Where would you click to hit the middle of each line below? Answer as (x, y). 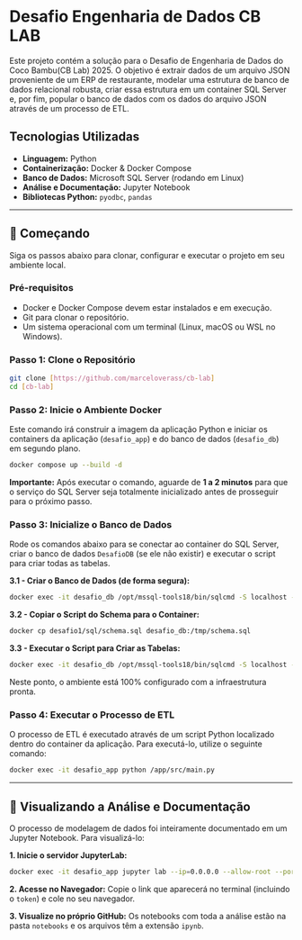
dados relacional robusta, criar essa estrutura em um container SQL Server (148, 89)
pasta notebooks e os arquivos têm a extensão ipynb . (107, 926)
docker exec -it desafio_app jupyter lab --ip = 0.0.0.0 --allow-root (140, 872)
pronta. (22, 691)
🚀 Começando (49, 234)
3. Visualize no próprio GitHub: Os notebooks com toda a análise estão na (148, 916)
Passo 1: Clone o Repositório (73, 359)
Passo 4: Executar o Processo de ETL (92, 715)
